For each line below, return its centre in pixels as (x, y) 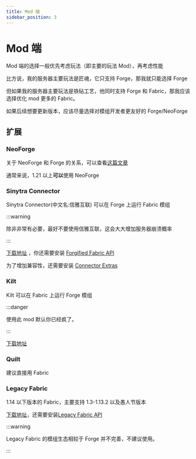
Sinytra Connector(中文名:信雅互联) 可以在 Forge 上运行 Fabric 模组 (88, 205)
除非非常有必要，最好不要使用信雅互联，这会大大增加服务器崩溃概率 (89, 229)
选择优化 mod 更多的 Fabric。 (42, 99)
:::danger (17, 307)
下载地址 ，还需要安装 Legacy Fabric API (54, 415)
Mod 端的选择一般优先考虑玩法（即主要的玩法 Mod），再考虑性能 (85, 66)
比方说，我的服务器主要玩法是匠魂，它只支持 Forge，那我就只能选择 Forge (97, 78)
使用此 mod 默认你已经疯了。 (42, 319)
